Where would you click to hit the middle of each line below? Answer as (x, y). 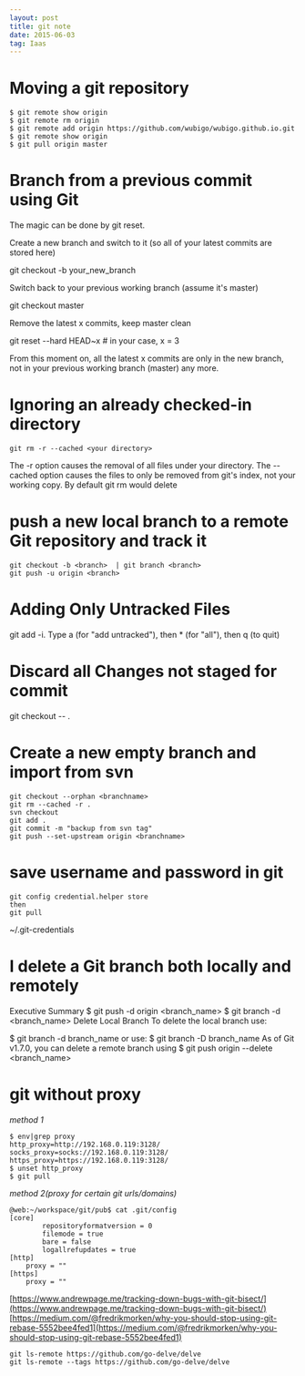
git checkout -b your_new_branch (73, 271)
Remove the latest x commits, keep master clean (100, 323)
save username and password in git (147, 872)
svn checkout (34, 812)
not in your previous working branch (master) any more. (114, 368)
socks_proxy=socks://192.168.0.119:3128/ (89, 1152)
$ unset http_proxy (46, 1168)
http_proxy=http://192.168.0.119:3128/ (85, 1145)
